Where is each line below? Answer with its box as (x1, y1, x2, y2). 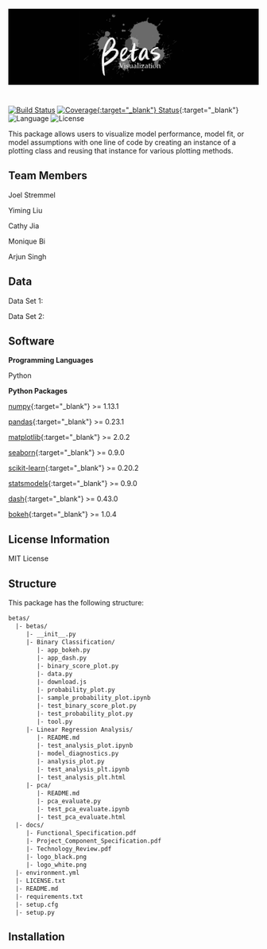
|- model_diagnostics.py (37, 749, 119, 757)
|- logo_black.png (25, 853, 87, 861)
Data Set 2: (8, 311, 45, 321)
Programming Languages (8, 356, 94, 365)
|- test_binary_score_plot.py (37, 702, 137, 710)
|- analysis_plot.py (37, 757, 105, 765)
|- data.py (37, 670, 73, 678)
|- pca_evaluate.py (37, 797, 102, 805)
